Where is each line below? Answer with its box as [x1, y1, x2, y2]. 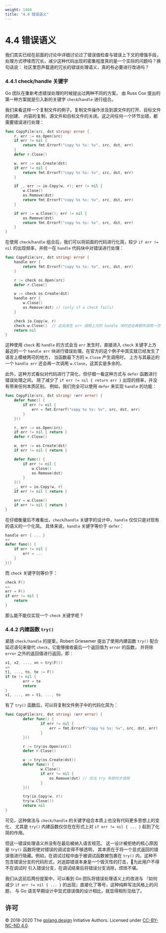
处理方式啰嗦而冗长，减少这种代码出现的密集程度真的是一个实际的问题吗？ [5, 58, 157, 64]
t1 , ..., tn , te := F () [5, 670, 54, 675]
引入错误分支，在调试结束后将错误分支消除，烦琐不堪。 [28, 865, 141, 871]
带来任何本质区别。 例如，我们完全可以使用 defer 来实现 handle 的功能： [9, 383, 157, 389]
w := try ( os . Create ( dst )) [23, 757, 77, 762]
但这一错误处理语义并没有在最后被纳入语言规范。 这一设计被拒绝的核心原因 [5, 840, 158, 846]
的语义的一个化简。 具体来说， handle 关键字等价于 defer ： [5, 523, 124, 529]
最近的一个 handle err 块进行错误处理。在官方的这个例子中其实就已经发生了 [5, 348, 160, 354]
